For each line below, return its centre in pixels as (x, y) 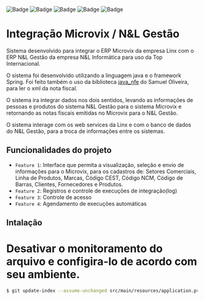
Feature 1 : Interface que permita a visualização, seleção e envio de (99, 165)
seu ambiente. (43, 275)
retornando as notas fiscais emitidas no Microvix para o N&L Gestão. (92, 113)
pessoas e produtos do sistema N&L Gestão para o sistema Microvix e (94, 106)
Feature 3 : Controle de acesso (53, 197)
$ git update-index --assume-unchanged (57, 291)
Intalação (24, 223)
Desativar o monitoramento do (84, 249)
